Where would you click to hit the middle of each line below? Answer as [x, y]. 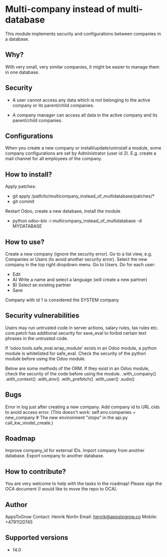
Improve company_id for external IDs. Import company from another [75, 450]
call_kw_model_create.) [29, 423]
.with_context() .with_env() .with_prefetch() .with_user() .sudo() [70, 379]
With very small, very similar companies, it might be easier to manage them [82, 67]
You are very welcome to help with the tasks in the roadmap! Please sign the [84, 483]
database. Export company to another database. [55, 456]
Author [16, 505]
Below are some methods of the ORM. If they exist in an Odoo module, [77, 368]
